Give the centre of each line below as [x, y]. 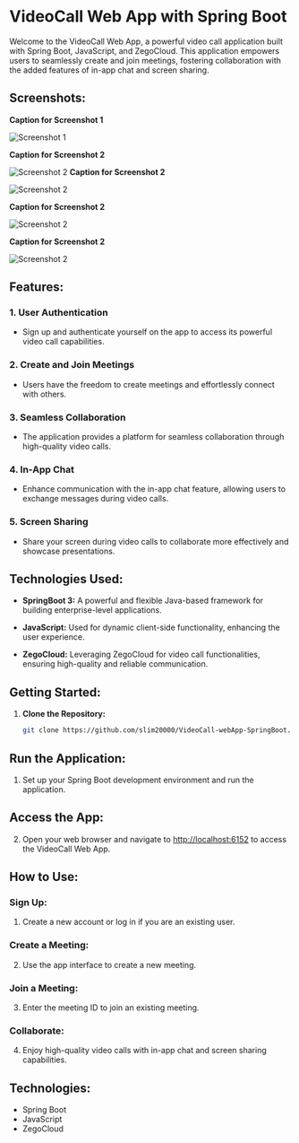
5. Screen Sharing [49, 522]
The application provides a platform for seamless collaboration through [153, 437]
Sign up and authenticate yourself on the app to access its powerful [147, 332]
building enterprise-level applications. [92, 610]
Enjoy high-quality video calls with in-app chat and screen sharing [144, 1051]
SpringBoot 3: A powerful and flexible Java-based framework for [143, 601]
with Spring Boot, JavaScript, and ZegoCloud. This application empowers [145, 50]
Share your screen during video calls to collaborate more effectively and [155, 541]
